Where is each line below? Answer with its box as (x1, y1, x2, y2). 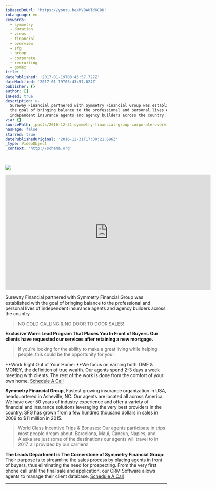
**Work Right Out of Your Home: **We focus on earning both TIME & (5, 362, 153, 367)
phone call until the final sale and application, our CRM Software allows (5, 468, 155, 474)
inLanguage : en (5, 12, 38, 17)
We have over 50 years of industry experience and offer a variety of (5, 399, 149, 405)
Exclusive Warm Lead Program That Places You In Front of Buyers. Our (5, 331, 159, 336)
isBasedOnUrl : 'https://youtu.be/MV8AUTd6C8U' (5, 7, 107, 13)
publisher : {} (5, 84, 36, 89)
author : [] (5, 88, 29, 94)
